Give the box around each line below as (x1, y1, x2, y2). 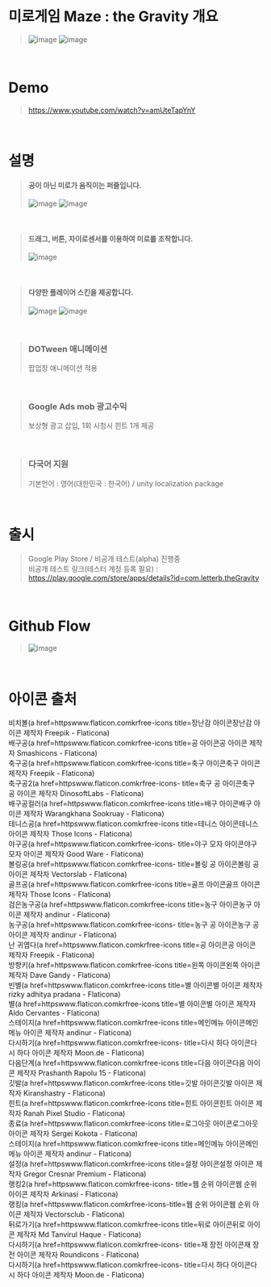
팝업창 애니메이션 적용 (27, 363, 98, 372)
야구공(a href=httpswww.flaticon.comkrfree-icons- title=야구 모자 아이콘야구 (8, 839, 258, 849)
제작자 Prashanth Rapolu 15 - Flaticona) (16, 1068, 147, 1078)
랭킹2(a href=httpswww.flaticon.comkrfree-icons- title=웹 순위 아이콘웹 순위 (8, 1180, 257, 1189)
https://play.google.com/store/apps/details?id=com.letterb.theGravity (27, 572, 260, 582)
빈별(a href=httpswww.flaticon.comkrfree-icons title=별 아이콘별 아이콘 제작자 (8, 980, 263, 990)
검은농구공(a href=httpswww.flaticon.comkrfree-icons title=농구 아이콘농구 (8, 899, 252, 909)
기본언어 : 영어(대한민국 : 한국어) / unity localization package (27, 478, 224, 488)
